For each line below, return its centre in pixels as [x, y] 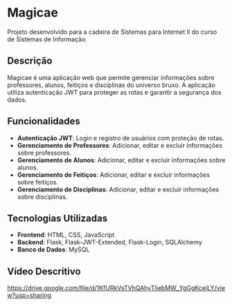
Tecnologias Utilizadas [57, 218]
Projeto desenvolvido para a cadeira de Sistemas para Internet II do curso [112, 32]
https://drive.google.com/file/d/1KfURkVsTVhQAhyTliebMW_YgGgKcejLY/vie [116, 288]
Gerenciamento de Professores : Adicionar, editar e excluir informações [120, 145]
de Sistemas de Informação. [47, 39]
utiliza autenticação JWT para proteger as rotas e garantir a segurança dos [114, 92]
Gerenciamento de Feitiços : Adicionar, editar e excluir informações [113, 175]
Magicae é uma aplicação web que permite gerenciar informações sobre [111, 77]
